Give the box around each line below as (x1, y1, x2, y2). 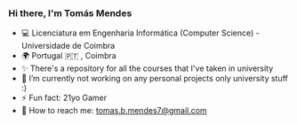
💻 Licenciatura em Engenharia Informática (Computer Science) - (20, 27, 260, 38)
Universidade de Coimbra (20, 41, 116, 51)
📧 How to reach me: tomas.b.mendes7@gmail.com (20, 105, 207, 116)
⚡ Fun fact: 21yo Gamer (20, 92, 108, 104)
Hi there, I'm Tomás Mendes (8, 7, 132, 19)
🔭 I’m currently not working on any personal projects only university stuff (20, 74, 288, 84)
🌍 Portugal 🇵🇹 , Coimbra (20, 50, 116, 61)
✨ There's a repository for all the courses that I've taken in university (20, 63, 274, 74)
